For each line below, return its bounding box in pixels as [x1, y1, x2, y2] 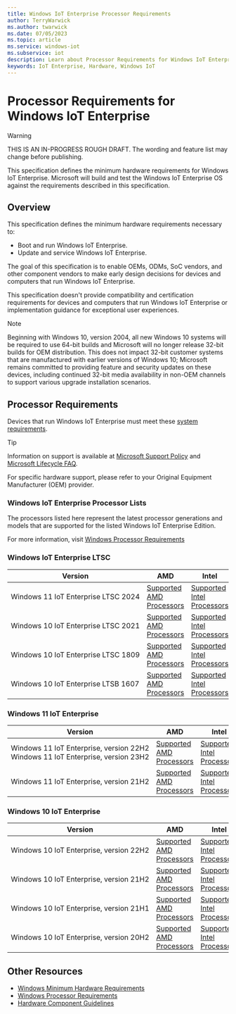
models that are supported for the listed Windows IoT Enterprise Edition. [7, 522, 216, 530]
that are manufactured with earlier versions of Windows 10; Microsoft [7, 356, 208, 364]
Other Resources [7, 965, 83, 977]
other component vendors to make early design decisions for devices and [7, 270, 221, 278]
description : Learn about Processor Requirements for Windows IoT [7, 56, 206, 63]
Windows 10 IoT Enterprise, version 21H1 [11, 903, 150, 913]
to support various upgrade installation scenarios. [7, 378, 151, 387]
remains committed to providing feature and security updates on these [7, 363, 212, 372]
